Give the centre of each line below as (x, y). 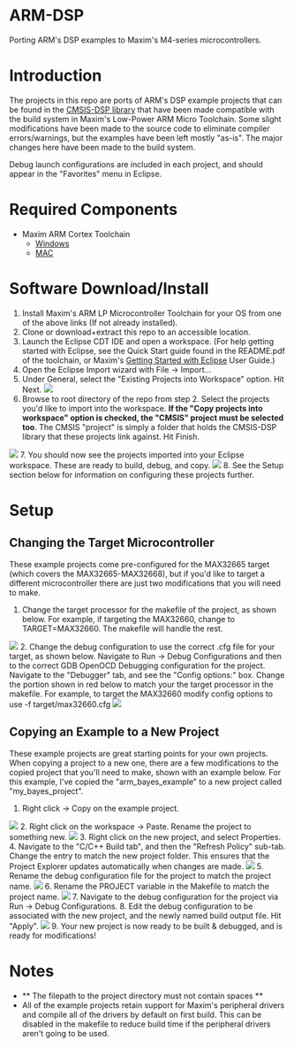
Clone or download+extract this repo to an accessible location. (136, 332)
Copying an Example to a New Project (114, 732)
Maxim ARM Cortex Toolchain (76, 234)
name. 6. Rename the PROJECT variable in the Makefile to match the (139, 886)
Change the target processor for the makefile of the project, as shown (149, 609)
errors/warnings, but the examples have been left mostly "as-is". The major (146, 137)
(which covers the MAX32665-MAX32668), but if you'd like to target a (137, 574)
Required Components (94, 210)
